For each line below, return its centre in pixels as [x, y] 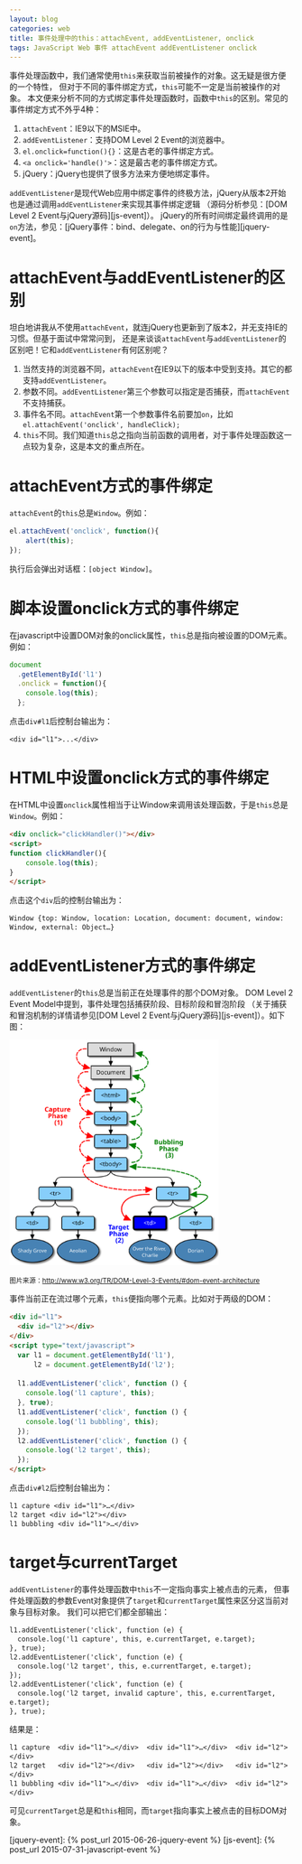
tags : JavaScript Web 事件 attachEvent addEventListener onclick [133, 48]
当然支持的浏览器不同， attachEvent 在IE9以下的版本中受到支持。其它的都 [157, 369]
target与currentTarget [93, 1563]
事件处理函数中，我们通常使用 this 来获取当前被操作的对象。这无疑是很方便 [148, 76]
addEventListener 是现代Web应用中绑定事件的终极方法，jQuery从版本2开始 [148, 193]
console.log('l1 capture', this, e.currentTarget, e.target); [137, 1639]
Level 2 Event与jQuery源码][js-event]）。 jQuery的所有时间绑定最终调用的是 [149, 216]
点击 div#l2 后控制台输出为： [61, 1488]
